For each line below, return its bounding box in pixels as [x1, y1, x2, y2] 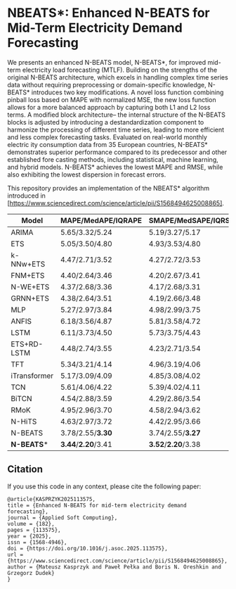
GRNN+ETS [11, 293, 49, 303]
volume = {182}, [7, 520, 55, 527]
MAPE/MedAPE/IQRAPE [60, 215, 143, 225]
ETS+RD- [11, 339, 44, 349]
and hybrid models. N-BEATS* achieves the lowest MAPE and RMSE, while [7, 163, 223, 171]
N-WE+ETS [11, 281, 50, 291]
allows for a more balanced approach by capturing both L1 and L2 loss [7, 103, 211, 111]
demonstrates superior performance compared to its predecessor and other [7, 148, 228, 156]
